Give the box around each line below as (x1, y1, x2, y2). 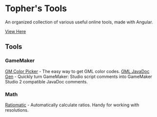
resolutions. (5, 107, 29, 113)
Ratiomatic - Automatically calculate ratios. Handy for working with (5, 102, 139, 108)
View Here (5, 28, 26, 34)
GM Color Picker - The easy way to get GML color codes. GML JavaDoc (5, 68, 150, 74)
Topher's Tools (5, 3, 67, 14)
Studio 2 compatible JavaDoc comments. (5, 78, 88, 84)
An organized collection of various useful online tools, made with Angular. (5, 19, 153, 25)
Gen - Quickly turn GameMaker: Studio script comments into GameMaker (5, 74, 153, 79)
